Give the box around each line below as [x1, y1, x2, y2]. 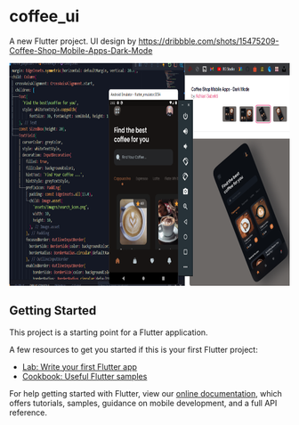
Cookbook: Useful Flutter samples [21, 371, 148, 381]
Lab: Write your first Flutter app [21, 361, 138, 372]
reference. [9, 407, 47, 418]
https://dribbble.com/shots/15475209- [138, 36, 279, 46]
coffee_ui [9, 6, 80, 27]
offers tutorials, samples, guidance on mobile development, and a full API [9, 397, 278, 408]
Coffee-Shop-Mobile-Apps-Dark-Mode [9, 45, 153, 55]
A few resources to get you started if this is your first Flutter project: [9, 344, 258, 355]
